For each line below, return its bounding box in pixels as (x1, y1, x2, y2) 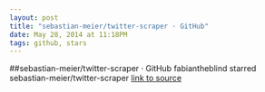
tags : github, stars (9, 38, 88, 48)
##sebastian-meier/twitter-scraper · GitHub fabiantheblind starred (9, 63, 257, 74)
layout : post (9, 13, 59, 23)
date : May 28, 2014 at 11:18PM (9, 30, 128, 39)
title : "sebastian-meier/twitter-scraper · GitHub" (9, 22, 209, 31)
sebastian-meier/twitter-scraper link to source (9, 73, 182, 84)
